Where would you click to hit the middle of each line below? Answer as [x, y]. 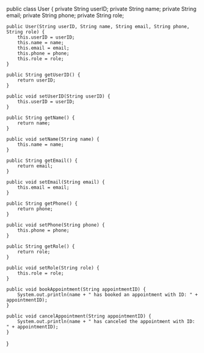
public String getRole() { [41, 246]
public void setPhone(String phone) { [56, 225]
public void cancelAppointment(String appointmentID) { [79, 316]
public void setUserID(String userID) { [59, 96]
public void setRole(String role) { [53, 268]
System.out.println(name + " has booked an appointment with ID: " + [108, 295]
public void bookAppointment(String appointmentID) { [76, 289]
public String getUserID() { [43, 75]
